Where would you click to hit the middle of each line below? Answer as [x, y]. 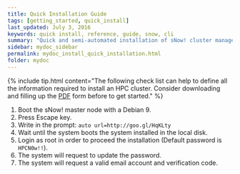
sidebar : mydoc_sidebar [43, 47]
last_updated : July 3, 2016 [49, 27]
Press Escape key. [45, 117]
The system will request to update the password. [90, 155]
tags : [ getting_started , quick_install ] [69, 21]
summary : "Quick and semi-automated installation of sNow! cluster [110, 41]
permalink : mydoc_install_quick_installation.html [84, 54]
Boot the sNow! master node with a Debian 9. [84, 109]
